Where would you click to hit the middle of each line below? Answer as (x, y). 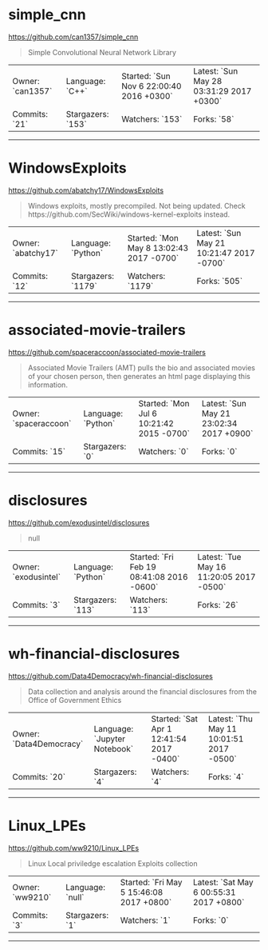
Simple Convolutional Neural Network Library (102, 52)
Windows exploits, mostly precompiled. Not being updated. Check (136, 206)
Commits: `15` (39, 451)
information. (47, 385)
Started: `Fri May (151, 882)
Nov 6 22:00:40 (151, 86)
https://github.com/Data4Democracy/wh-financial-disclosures (110, 676)
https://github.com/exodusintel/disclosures (79, 522)
